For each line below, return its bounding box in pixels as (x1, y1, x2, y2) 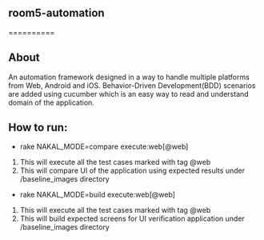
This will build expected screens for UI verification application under (19, 214, 246, 223)
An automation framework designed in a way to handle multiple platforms (8, 72, 250, 82)
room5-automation (8, 6, 106, 20)
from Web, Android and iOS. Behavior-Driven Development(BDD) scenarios (8, 80, 256, 90)
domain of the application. (8, 98, 94, 107)
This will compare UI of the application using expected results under (19, 166, 246, 175)
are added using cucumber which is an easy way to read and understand (8, 89, 250, 98)
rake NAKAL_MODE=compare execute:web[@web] (19, 142, 189, 151)
